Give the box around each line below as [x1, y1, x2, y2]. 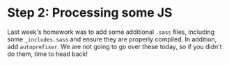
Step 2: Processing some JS [7, 5, 173, 21]
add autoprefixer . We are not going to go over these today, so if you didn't [7, 42, 222, 50]
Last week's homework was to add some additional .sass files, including [7, 28, 215, 36]
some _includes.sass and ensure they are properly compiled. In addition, [7, 35, 217, 43]
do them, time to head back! [7, 50, 88, 58]
